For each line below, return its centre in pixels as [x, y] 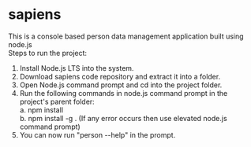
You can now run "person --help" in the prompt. [97, 134]
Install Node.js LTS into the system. [77, 68]
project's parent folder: [57, 101]
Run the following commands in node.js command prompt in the [124, 93]
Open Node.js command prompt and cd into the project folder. [121, 85]
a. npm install [41, 110]
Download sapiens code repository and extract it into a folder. [120, 76]
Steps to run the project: [48, 53]
